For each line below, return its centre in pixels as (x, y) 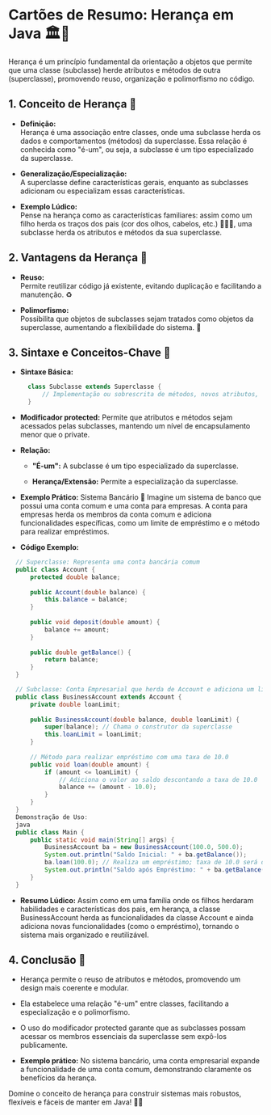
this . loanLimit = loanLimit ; (93, 735)
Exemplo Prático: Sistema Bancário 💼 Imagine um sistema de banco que (141, 497)
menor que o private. (55, 435)
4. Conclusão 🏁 (47, 960)
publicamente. (44, 1045)
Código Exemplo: (49, 547)
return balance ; (71, 660)
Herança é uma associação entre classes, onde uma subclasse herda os (140, 132)
